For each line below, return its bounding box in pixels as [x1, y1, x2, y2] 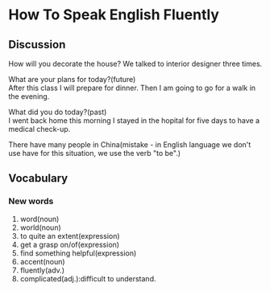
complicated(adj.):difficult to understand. [19, 273, 156, 283]
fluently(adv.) [19, 265, 64, 275]
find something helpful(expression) [19, 248, 137, 258]
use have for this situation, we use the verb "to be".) [8, 149, 181, 158]
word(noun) [19, 214, 60, 223]
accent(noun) [19, 256, 66, 266]
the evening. [8, 92, 50, 101]
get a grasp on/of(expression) [19, 240, 119, 249]
